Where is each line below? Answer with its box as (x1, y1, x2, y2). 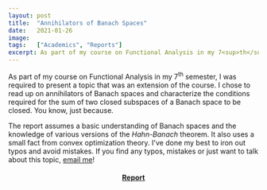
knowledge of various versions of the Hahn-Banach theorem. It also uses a (8, 129, 254, 139)
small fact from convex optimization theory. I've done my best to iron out (8, 138, 246, 147)
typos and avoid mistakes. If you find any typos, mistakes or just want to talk (8, 146, 258, 156)
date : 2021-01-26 (8, 26, 73, 34)
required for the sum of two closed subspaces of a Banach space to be (8, 97, 241, 107)
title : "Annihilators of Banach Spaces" (8, 19, 148, 27)
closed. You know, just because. (8, 105, 114, 115)
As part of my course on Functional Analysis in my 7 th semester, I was (8, 71, 237, 81)
